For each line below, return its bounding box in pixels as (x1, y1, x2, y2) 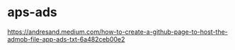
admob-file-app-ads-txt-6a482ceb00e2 (7, 35, 125, 43)
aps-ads (7, 4, 58, 20)
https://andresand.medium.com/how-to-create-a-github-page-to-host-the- (7, 27, 228, 36)
